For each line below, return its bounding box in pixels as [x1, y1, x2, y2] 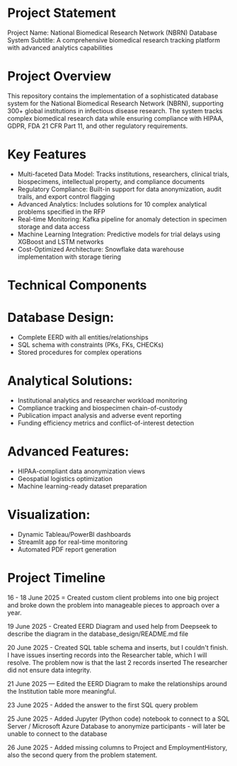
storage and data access [17, 222, 91, 231]
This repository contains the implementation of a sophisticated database [7, 91, 219, 100]
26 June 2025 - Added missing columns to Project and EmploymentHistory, [7, 743, 228, 751]
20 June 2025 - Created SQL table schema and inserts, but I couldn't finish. [7, 643, 229, 651]
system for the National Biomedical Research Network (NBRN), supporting [7, 99, 224, 108]
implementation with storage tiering [17, 253, 122, 261]
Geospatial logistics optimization [17, 474, 113, 482]
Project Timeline [7, 569, 106, 586]
